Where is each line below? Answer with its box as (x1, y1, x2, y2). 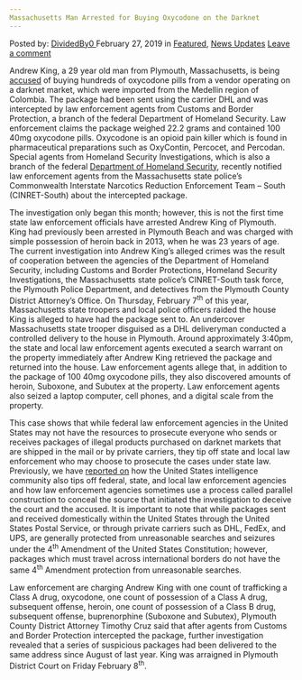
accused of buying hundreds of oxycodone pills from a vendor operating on (9, 74, 291, 86)
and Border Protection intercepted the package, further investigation (9, 629, 264, 640)
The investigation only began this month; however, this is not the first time (9, 207, 284, 217)
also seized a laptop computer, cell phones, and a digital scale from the (9, 391, 274, 401)
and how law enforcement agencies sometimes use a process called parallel (9, 484, 293, 496)
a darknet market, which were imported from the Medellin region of (9, 84, 260, 95)
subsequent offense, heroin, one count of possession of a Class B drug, (9, 601, 277, 611)
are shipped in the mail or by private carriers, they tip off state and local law (9, 446, 290, 457)
